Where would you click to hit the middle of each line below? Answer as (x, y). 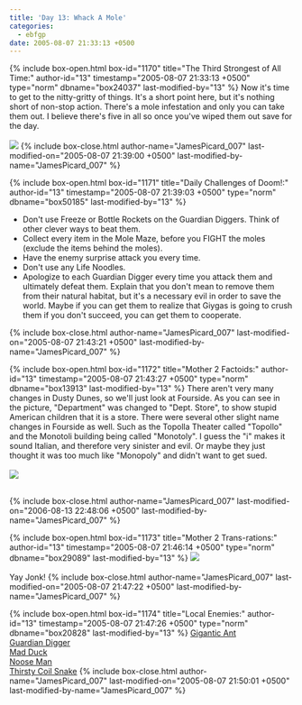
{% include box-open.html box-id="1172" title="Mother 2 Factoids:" (134, 370)
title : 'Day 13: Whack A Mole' (68, 18)
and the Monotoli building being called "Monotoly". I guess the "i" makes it (147, 436)
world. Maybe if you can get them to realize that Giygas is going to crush (157, 306)
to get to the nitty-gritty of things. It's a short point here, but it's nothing (142, 97)
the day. (24, 126)
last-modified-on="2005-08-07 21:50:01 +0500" (200, 681)
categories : (32, 26)
